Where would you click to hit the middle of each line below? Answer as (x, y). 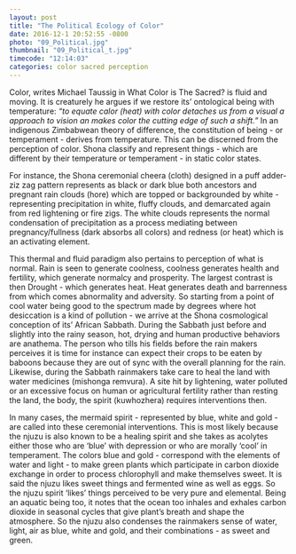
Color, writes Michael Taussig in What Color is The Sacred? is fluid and (138, 92)
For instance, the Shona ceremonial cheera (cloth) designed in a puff (135, 175)
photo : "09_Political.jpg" (59, 42)
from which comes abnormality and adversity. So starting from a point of (142, 296)
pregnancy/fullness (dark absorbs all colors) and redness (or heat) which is (146, 232)
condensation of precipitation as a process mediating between (123, 222)
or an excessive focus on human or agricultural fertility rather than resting (144, 391)
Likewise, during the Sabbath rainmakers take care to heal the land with (140, 372)
